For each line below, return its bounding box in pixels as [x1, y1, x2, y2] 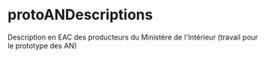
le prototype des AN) [7, 40, 77, 50]
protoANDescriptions [7, 6, 153, 24]
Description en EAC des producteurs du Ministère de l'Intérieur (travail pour [7, 32, 259, 42]
